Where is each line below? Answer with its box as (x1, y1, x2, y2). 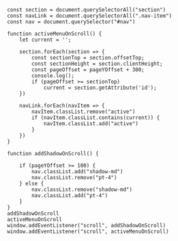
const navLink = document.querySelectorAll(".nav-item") (7, 12, 173, 19)
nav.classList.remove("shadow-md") (31, 186, 133, 193)
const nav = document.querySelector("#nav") (7, 18, 136, 25)
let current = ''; (19, 36, 72, 43)
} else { (19, 180, 44, 187)
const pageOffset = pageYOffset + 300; (31, 66, 145, 73)
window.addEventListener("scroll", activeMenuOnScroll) (7, 228, 170, 235)
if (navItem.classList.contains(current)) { (31, 114, 160, 121)
